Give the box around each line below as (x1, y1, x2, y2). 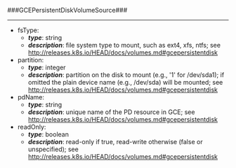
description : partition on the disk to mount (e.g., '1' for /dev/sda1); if (27, 71, 225, 79)
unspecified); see (27, 145, 79, 153)
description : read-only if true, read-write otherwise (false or (27, 138, 203, 146)
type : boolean (27, 130, 69, 139)
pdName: (17, 93, 44, 101)
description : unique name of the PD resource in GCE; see (27, 108, 195, 116)
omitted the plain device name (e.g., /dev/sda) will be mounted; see (27, 78, 223, 86)
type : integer (27, 63, 66, 71)
